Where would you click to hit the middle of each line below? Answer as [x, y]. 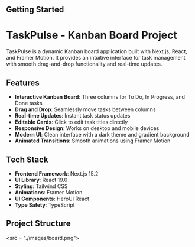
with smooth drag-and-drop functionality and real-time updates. [84, 64]
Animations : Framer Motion [48, 192]
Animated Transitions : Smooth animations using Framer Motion [92, 141]
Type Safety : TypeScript [45, 205]
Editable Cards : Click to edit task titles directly [71, 122]
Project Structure [38, 224]
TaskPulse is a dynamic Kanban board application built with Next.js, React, [97, 51]
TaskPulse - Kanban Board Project [92, 35]
